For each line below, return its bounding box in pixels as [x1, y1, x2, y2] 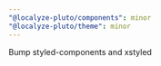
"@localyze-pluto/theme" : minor [8, 22, 131, 31]
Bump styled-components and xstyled [8, 46, 152, 57]
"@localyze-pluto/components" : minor [8, 13, 152, 23]
